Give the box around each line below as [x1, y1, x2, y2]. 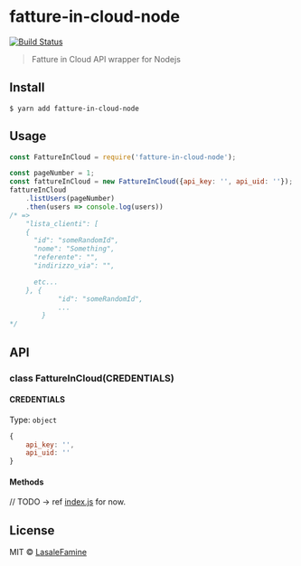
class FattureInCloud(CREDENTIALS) [9, 372, 174, 384]
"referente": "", [33, 253, 99, 262]
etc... [33, 278, 59, 287]
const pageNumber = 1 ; [9, 169, 95, 178]
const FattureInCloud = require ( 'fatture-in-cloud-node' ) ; [9, 152, 237, 162]
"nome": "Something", [33, 244, 116, 254]
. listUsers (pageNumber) [25, 194, 116, 203]
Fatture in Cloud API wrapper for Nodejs [31, 53, 181, 64]
